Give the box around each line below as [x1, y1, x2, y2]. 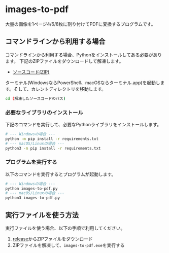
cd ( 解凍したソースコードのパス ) [5, 96, 66, 101]
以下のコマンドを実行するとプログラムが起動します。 [5, 171, 116, 177]
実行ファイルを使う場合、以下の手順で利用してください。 [5, 225, 125, 231]
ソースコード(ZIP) [12, 68, 50, 75]
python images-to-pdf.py [5, 186, 58, 191]
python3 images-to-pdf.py [5, 195, 60, 201]
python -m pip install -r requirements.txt [5, 136, 99, 141]
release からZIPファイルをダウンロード [12, 236, 93, 242]
